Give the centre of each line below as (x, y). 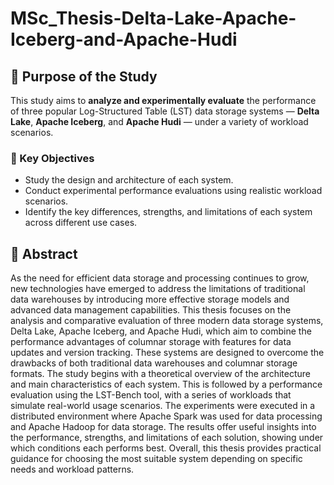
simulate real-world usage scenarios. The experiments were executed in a (163, 406)
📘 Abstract (44, 253)
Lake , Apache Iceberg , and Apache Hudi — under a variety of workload (159, 121)
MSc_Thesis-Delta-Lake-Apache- (153, 18)
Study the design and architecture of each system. (129, 180)
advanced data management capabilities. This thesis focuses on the (151, 310)
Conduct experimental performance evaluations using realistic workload (173, 191)
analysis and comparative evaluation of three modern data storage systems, (167, 321)
